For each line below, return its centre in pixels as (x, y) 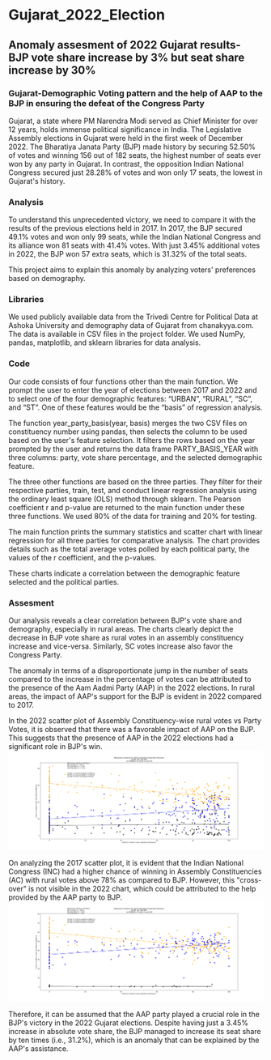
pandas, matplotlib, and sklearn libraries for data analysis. (105, 343)
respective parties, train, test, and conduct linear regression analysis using (133, 490)
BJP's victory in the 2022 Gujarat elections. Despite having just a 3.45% (129, 1023)
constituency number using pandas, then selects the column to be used (128, 432)
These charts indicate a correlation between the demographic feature (124, 573)
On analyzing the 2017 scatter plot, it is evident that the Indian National (126, 863)
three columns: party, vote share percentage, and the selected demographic (135, 457)
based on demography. (47, 279)
